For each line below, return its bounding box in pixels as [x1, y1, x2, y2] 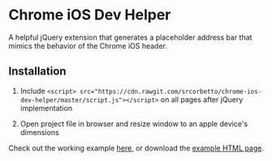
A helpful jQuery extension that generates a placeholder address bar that [8, 32, 253, 42]
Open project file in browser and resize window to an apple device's [19, 119, 248, 129]
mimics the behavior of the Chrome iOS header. [8, 40, 168, 50]
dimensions [19, 127, 59, 137]
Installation [8, 65, 67, 78]
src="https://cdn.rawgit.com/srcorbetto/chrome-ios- [80, 87, 262, 95]
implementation [19, 103, 73, 112]
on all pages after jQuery [160, 95, 244, 104]
